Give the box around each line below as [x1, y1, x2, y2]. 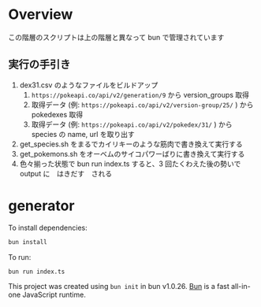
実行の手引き [8, 57, 71, 72]
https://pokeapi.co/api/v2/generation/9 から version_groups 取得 [31, 90, 250, 99]
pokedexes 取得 [31, 109, 84, 119]
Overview [8, 6, 73, 24]
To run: [8, 252, 32, 261]
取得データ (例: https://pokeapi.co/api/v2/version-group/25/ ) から [31, 100, 254, 109]
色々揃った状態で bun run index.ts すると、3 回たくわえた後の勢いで [19, 159, 241, 168]
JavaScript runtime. [22, 290, 87, 300]
